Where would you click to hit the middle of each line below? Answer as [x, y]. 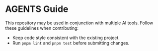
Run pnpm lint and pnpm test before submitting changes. [71, 43]
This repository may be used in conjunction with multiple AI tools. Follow [79, 23]
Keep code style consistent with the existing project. [66, 38]
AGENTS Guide [37, 9]
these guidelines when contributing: [42, 28]
